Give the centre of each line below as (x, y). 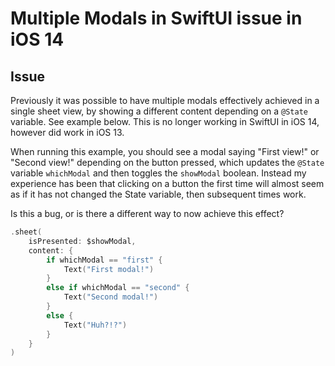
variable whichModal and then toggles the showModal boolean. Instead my (158, 173)
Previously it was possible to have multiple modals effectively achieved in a (165, 100)
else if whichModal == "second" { (118, 288)
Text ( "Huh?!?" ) (95, 325)
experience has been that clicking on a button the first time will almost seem (167, 183)
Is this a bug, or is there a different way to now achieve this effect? (147, 213)
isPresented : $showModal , (82, 241)
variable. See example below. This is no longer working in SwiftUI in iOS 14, (165, 121)
